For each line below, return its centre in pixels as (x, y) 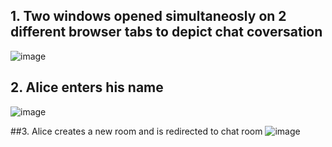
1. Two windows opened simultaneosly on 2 (148, 16)
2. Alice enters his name (87, 87)
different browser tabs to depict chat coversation (166, 32)
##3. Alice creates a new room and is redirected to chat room (136, 131)
